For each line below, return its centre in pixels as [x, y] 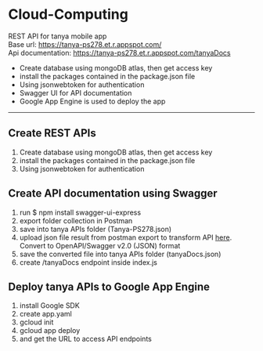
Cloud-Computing [68, 14]
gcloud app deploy [50, 331]
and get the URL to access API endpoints [86, 339]
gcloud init [36, 322]
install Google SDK [49, 306]
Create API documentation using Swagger [113, 194]
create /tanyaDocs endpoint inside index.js [88, 262]
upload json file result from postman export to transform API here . [126, 237]
